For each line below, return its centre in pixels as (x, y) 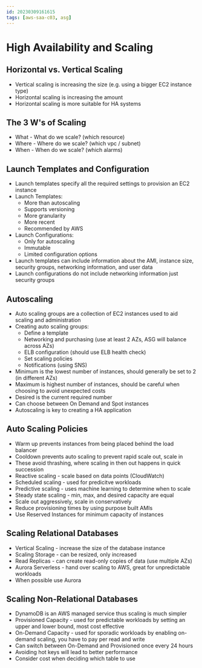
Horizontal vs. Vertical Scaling (64, 70)
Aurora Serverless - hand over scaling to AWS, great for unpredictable (103, 567)
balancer (26, 450)
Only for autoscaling (49, 241)
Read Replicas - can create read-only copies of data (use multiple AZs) (103, 561)
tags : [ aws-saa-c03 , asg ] (39, 18)
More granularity (45, 216)
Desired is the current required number (64, 397)
